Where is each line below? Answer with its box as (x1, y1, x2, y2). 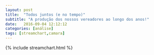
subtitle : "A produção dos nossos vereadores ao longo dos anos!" (5, 17, 149, 22)
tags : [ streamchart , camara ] (5, 31, 65, 36)
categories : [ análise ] (5, 26, 54, 31)
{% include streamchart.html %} (5, 45, 73, 50)
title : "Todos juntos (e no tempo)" (5, 12, 86, 17)
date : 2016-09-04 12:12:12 (5, 21, 67, 27)
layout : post (5, 7, 33, 13)
